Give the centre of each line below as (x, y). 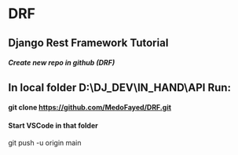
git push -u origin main (45, 143)
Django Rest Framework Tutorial (88, 43)
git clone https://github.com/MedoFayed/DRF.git (90, 108)
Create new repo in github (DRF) (62, 63)
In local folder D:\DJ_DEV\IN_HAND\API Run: (120, 87)
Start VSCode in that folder (53, 125)
